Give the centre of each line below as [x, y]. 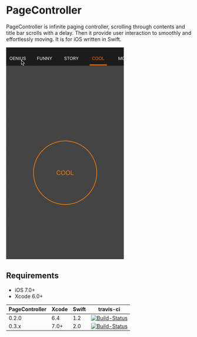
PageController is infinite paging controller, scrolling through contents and [96, 27]
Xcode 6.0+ [29, 296]
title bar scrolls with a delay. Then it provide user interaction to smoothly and [99, 32]
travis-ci [109, 309]
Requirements [32, 276]
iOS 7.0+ [25, 290]
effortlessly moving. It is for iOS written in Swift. [64, 39]
